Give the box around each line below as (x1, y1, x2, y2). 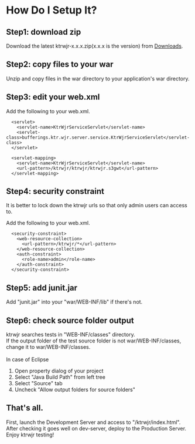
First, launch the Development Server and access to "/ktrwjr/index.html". (6, 418, 181, 426)
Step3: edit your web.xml (6, 92, 100, 102)
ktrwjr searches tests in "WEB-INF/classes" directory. (6, 331, 136, 338)
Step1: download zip (6, 27, 81, 37)
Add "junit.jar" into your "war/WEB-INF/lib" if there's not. (6, 298, 143, 305)
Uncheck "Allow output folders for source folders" (14, 386, 136, 393)
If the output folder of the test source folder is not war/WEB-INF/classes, (6, 337, 182, 344)
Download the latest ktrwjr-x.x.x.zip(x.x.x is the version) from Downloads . (6, 42, 183, 49)
